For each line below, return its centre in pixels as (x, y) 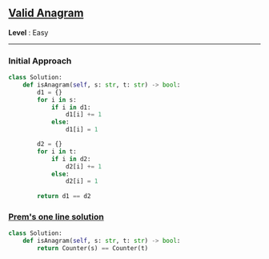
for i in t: (57, 152)
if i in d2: (71, 159)
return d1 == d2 (64, 196)
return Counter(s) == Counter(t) (93, 249)
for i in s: (57, 99)
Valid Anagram (46, 13)
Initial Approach (40, 61)
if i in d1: (71, 107)
